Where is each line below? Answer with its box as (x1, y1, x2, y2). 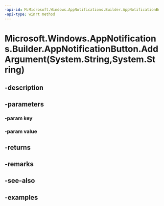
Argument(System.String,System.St (4, 53, 156, 65)
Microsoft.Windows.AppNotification (4, 33, 156, 44)
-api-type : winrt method (4, 12, 55, 17)
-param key (4, 115, 33, 122)
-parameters (4, 100, 44, 108)
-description (4, 84, 44, 92)
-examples (4, 193, 38, 202)
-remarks (4, 160, 34, 168)
